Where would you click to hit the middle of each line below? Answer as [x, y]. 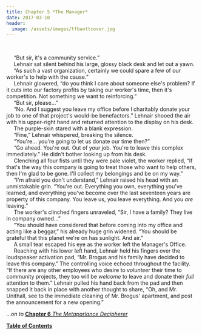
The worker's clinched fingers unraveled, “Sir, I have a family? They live [103, 212]
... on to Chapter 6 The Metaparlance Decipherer [67, 314]
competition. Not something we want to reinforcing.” [72, 96]
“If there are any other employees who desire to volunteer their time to [94, 270]
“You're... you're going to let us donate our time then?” [82, 141]
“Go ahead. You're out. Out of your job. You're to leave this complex [98, 148]
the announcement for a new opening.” [55, 302]
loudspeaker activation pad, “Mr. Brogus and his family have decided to [96, 257]
